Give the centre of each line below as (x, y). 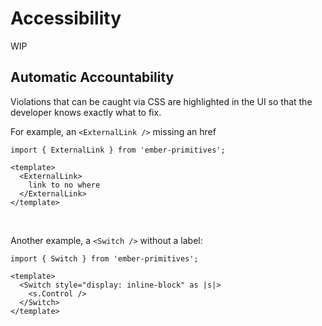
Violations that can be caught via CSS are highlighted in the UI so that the (161, 101)
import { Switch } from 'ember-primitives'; (104, 258)
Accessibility (66, 18)
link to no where (64, 185)
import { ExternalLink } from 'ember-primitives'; (118, 150)
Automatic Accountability (92, 77)
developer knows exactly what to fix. (86, 112)
